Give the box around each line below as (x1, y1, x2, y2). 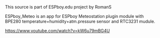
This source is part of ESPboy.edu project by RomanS (5, 4, 112, 10)
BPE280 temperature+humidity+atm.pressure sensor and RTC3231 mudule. (5, 19, 156, 24)
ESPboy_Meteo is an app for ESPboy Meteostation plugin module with (5, 13, 144, 19)
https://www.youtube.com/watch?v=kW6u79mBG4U (5, 28, 110, 33)
